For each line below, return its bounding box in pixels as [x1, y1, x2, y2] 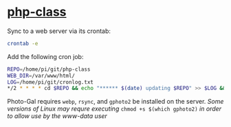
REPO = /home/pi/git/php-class [7, 66, 91, 73]
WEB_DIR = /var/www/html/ [7, 72, 76, 79]
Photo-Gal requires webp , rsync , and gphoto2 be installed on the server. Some [7, 97, 224, 106]
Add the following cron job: [7, 52, 84, 60]
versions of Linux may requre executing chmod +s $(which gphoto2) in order [7, 104, 222, 113]
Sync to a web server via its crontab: [7, 27, 111, 35]
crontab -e [7, 40, 38, 47]
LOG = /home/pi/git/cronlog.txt [7, 78, 94, 86]
